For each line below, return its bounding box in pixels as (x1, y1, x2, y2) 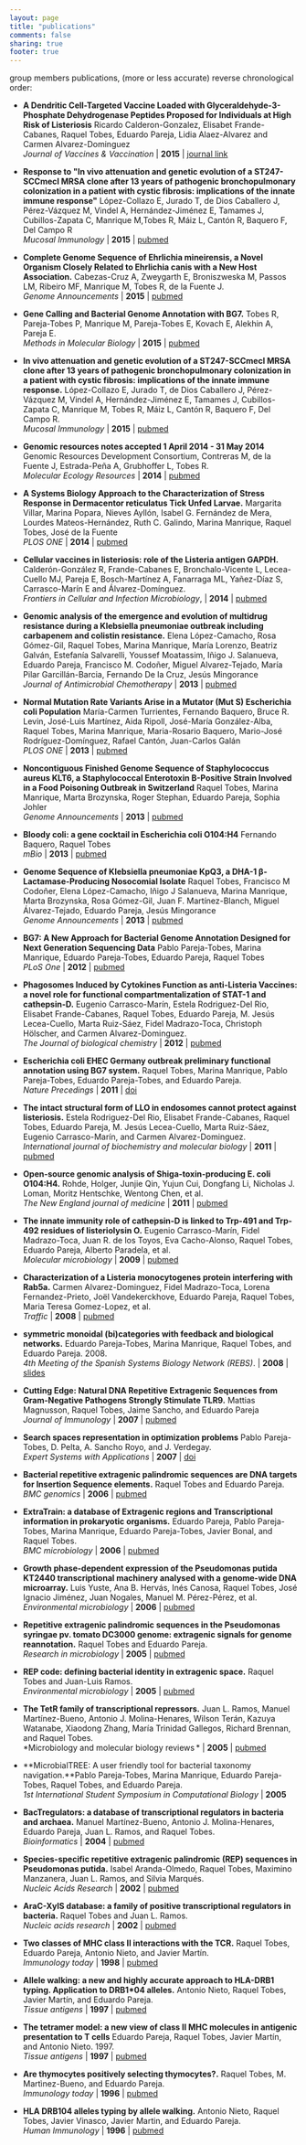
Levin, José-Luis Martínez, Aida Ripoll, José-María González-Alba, (22, 716, 273, 727)
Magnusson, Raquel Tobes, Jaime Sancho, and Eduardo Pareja (22, 1404, 259, 1415)
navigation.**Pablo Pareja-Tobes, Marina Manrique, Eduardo (22, 1770, 253, 1781)
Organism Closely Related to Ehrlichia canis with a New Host (22, 261, 258, 272)
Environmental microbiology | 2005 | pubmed (22, 1686, 195, 1697)
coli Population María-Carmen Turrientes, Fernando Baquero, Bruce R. (22, 706, 290, 718)
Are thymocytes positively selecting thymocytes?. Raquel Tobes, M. (22, 2068, 287, 2080)
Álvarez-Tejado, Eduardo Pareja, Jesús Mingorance (22, 905, 216, 916)
